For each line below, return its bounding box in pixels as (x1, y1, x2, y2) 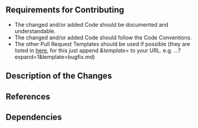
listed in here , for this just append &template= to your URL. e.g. (14, 47, 172, 54)
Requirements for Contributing (5, 5, 125, 15)
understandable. (14, 27, 56, 35)
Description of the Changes (5, 71, 112, 81)
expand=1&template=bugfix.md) (14, 53, 95, 60)
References (5, 91, 50, 102)
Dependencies (5, 112, 62, 122)
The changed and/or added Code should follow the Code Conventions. (14, 33, 192, 41)
